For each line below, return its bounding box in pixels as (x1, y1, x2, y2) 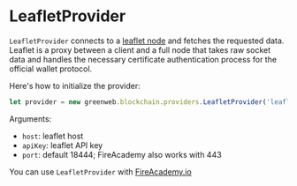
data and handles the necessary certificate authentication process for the (9, 54, 277, 64)
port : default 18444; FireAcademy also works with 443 (21, 149, 223, 160)
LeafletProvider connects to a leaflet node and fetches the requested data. (9, 35, 285, 46)
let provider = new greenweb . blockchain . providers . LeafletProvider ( (9, 97, 267, 107)
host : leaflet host (21, 130, 84, 141)
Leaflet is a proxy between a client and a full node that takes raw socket (9, 44, 271, 55)
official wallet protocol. (9, 63, 93, 74)
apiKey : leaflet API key (21, 139, 103, 151)
